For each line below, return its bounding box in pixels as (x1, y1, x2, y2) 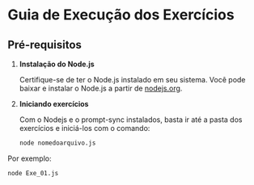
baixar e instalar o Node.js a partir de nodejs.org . (19, 83, 183, 93)
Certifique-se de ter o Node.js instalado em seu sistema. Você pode (19, 75, 246, 84)
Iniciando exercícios (19, 99, 89, 108)
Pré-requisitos (7, 38, 83, 52)
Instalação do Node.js (19, 59, 95, 69)
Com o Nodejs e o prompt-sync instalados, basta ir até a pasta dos (19, 115, 243, 124)
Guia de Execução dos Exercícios (7, 6, 235, 24)
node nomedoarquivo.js (19, 139, 96, 147)
